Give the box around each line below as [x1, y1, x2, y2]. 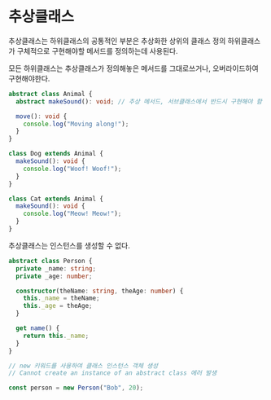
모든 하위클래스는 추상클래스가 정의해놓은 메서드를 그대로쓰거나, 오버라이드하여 [8, 63, 259, 73]
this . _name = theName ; [23, 294, 100, 302]
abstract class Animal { [8, 90, 93, 98]
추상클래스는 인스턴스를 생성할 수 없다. [8, 240, 130, 250]
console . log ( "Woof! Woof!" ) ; [23, 165, 122, 173]
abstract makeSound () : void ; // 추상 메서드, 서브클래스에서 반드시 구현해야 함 [15, 97, 263, 106]
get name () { [15, 324, 60, 332]
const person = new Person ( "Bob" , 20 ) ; [8, 384, 144, 392]
